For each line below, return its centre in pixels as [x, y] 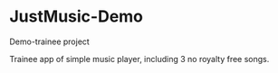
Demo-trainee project [50, 41]
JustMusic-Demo [76, 17]
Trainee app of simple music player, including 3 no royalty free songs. [139, 59]
